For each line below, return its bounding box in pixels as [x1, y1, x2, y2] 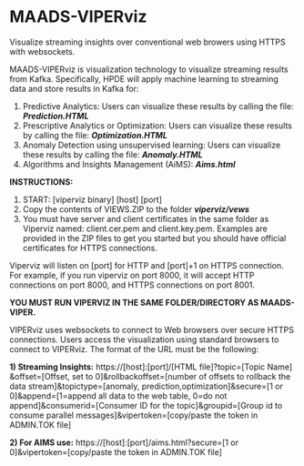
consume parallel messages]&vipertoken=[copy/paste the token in [9, 410, 258, 420]
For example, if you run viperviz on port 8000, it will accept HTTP [9, 269, 255, 280]
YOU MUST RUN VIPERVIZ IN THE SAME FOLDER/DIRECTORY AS [9, 297, 259, 308]
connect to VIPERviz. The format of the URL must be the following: [9, 343, 259, 354]
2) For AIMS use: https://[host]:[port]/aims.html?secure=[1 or [9, 437, 239, 448]
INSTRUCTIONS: [9, 176, 74, 187]
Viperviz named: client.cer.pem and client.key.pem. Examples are [22, 223, 269, 234]
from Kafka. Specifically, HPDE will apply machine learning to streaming [9, 73, 279, 84]
